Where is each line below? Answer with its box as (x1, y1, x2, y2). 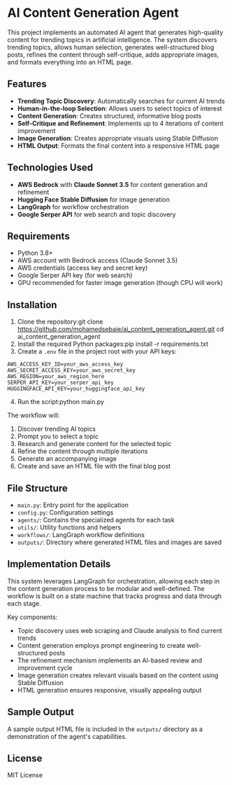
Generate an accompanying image (17, 454, 117, 463)
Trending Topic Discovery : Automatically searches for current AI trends (17, 97, 225, 105)
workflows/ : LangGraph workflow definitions (17, 531, 145, 539)
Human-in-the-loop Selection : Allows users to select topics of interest (17, 104, 222, 113)
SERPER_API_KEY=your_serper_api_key (7, 380, 114, 387)
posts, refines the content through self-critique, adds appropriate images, (7, 50, 219, 59)
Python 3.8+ (17, 249, 54, 257)
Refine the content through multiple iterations (17, 447, 148, 456)
